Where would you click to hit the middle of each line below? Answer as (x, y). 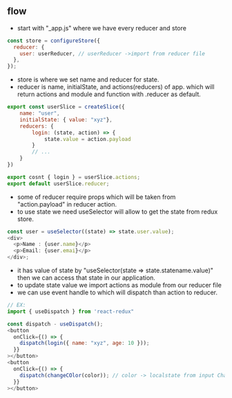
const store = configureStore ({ (54, 41)
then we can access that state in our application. (86, 278)
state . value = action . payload (87, 139)
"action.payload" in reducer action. (67, 204)
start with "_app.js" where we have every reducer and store (101, 28)
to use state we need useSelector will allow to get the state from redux (117, 211)
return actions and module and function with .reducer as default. (109, 94)
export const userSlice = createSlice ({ (66, 107)
